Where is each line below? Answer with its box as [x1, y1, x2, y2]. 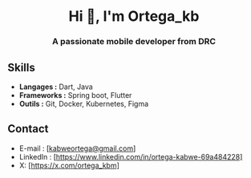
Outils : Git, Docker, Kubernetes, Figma [18, 99, 149, 108]
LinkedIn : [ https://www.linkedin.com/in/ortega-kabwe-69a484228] [18, 152, 243, 161]
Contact [7, 122, 49, 136]
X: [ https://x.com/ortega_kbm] [18, 160, 119, 170]
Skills [7, 60, 35, 75]
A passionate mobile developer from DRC [51, 36, 217, 47]
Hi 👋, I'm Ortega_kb [68, 7, 200, 26]
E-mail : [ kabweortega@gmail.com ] [18, 144, 136, 153]
